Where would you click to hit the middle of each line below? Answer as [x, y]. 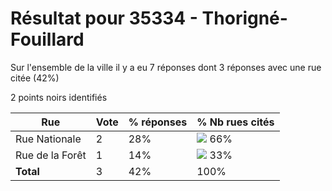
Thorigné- [244, 18]
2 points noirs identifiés [59, 97]
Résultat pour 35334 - [104, 18]
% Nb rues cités [235, 122]
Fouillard [47, 39]
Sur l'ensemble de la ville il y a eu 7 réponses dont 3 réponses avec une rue [166, 67]
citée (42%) [35, 78]
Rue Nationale [48, 139]
